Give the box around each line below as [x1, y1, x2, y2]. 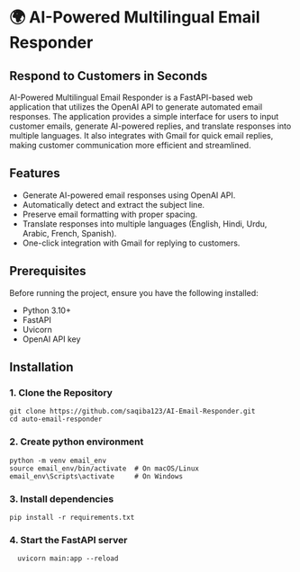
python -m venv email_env [9, 456, 106, 465]
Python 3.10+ [22, 305, 72, 316]
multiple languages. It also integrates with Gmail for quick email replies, [9, 130, 274, 140]
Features [9, 165, 60, 181]
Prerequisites [9, 264, 86, 279]
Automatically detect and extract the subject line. [22, 199, 205, 210]
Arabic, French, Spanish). [22, 228, 117, 238]
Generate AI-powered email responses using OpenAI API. [22, 190, 236, 201]
